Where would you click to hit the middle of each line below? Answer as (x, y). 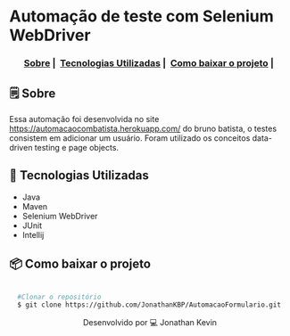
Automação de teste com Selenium (141, 16)
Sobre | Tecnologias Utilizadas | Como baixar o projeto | (149, 63)
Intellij (33, 234)
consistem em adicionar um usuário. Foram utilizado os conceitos (130, 138)
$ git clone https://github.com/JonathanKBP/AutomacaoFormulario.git (149, 305)
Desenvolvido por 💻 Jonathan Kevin (150, 323)
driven (21, 147)
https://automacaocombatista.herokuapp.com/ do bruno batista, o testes (143, 128)
